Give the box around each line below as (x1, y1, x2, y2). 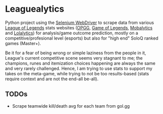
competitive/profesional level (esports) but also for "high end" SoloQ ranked (5, 35, 159, 41)
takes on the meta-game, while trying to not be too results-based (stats (5, 70, 149, 76)
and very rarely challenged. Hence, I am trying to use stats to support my (5, 65, 153, 71)
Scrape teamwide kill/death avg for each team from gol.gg (12, 103, 130, 109)
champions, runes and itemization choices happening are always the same (5, 60, 156, 66)
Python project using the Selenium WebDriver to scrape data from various (5, 20, 154, 25)
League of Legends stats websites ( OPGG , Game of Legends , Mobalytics (5, 24, 153, 30)
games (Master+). (5, 40, 41, 46)
